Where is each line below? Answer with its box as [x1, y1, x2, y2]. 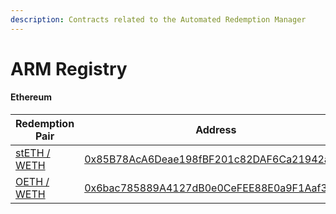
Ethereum [10, 91, 52, 103]
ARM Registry [10, 57, 128, 80]
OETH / [15, 175, 50, 189]
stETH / [15, 146, 51, 160]
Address [195, 123, 237, 137]
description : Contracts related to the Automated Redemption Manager [10, 14, 307, 25]
